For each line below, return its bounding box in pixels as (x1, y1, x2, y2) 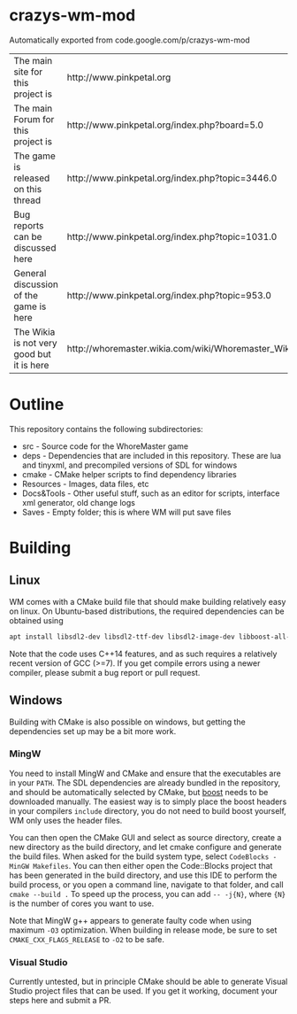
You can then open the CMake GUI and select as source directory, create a (9, 832, 282, 842)
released (13, 172, 50, 184)
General (13, 267, 47, 279)
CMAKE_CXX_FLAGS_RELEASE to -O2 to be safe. (9, 933, 165, 944)
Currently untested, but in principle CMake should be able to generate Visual (9, 976, 288, 987)
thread (13, 194, 42, 206)
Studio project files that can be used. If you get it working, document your (9, 986, 278, 996)
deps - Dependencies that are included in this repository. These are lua (21, 450, 281, 461)
